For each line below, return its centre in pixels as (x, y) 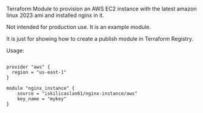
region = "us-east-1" (39, 72)
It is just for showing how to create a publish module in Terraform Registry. (100, 39)
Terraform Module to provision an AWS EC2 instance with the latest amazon (101, 9)
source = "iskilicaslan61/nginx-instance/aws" (77, 94)
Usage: (15, 50)
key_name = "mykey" (42, 99)
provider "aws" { (28, 67)
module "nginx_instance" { (41, 88)
